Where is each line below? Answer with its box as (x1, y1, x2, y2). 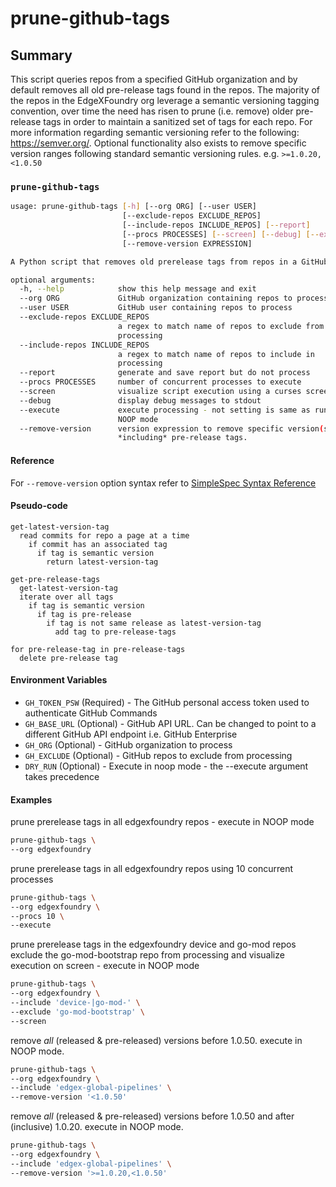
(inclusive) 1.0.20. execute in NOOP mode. (10, 1121, 184, 1133)
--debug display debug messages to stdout (19, 395, 262, 406)
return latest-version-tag (46, 557, 159, 567)
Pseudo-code (10, 500, 68, 512)
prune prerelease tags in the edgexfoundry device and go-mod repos (10, 938, 297, 951)
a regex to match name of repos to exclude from (117, 321, 325, 331)
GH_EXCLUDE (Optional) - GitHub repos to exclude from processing (24, 749, 293, 761)
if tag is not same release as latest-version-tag (46, 618, 262, 628)
